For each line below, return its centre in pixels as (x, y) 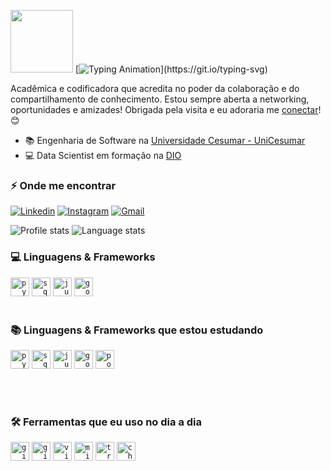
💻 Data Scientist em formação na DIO (103, 155)
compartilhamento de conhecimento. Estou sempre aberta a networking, (160, 99)
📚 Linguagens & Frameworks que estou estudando (137, 330)
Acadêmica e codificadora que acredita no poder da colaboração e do (155, 88)
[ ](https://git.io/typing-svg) (171, 69)
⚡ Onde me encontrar (63, 185)
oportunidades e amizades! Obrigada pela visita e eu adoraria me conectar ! (166, 109)
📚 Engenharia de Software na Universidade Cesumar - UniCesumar (165, 140)
